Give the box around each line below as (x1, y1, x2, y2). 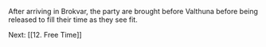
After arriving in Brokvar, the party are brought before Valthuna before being (8, 7, 259, 16)
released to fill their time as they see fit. (8, 15, 138, 24)
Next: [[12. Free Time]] (8, 31, 82, 39)
